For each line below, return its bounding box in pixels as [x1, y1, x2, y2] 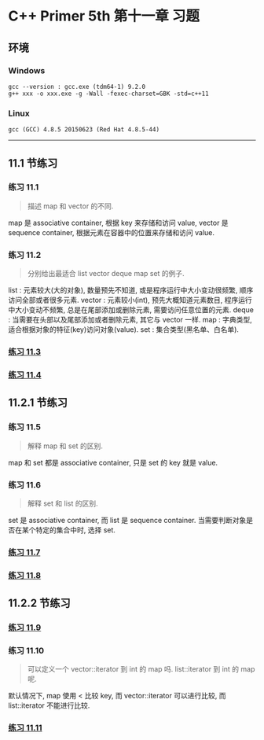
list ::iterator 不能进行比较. [8, 701, 90, 710]
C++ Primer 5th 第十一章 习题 [8, 7, 200, 25]
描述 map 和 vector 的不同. [27, 201, 114, 211]
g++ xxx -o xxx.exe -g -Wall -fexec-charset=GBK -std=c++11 [8, 90, 210, 98]
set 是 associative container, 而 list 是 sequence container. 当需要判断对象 [8, 515, 247, 525]
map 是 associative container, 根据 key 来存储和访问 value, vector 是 [8, 218, 229, 227]
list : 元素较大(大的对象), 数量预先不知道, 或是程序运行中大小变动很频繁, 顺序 [8, 285, 254, 295]
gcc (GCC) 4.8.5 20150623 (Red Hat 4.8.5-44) [8, 126, 159, 134]
